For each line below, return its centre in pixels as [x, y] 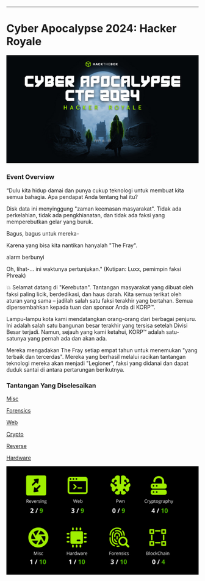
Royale [24, 42]
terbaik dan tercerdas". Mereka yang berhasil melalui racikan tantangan [96, 356]
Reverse [17, 446]
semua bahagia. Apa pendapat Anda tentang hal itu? [72, 197]
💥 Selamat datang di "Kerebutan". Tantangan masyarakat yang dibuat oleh [100, 287]
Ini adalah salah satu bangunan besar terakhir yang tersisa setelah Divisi [97, 325]
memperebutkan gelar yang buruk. [50, 222]
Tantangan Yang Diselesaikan [51, 385]
